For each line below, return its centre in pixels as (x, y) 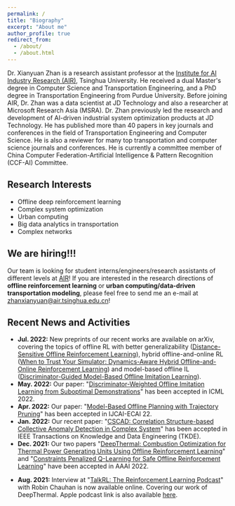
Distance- (207, 347)
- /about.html (34, 53)
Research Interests (49, 184)
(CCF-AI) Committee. (38, 162)
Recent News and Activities (69, 322)
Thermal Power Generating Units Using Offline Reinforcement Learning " (121, 451)
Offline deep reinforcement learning (69, 202)
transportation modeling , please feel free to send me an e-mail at (103, 293)
